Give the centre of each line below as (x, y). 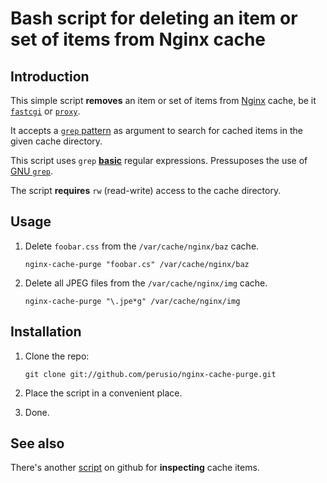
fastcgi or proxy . (45, 111)
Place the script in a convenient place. (103, 393)
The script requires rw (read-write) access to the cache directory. (146, 190)
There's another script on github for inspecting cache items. (135, 468)
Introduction (50, 76)
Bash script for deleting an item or (154, 18)
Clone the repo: (57, 356)
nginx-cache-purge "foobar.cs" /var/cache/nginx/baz (137, 264)
